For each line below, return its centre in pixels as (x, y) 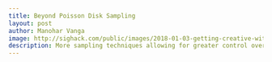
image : (19, 38)
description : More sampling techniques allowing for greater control (128, 46)
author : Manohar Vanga (47, 31)
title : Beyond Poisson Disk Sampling (72, 16)
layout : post (30, 23)
